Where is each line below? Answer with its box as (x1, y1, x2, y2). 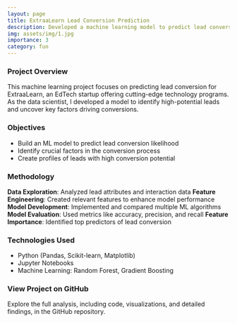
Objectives (7, 123, 46, 133)
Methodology (7, 171, 55, 181)
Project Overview (7, 66, 68, 76)
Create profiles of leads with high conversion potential (17, 153, 176, 163)
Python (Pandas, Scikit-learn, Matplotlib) (17, 252, 136, 260)
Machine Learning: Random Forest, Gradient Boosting (17, 266, 174, 275)
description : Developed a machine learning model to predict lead (7, 23, 207, 30)
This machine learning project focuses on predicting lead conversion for (7, 83, 217, 91)
